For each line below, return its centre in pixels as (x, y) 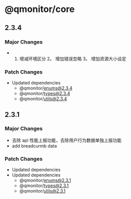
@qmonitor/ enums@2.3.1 (45, 180)
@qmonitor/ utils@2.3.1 (42, 191)
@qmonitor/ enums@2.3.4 (46, 88)
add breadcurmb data (34, 145)
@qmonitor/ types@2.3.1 (44, 185)
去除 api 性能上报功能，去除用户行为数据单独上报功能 (67, 140)
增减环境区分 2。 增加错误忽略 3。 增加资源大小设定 (73, 58)
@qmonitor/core (40, 9)
